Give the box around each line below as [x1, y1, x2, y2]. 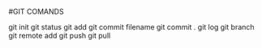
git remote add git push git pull [8, 31, 111, 40]
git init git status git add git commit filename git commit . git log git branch [8, 22, 255, 31]
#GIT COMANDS [8, 7, 64, 16]
